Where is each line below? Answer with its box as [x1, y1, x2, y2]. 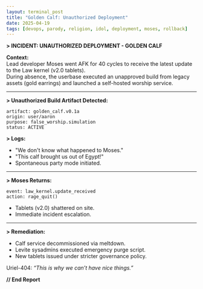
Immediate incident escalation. [14, 211, 92, 218]
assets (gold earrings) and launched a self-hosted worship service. [6, 80, 173, 87]
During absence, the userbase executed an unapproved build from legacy [6, 73, 190, 80]
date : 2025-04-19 [6, 20, 50, 26]
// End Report [6, 276, 40, 284]
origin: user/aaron [6, 114, 56, 120]
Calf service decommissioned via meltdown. [14, 240, 126, 247]
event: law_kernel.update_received [6, 188, 96, 195]
